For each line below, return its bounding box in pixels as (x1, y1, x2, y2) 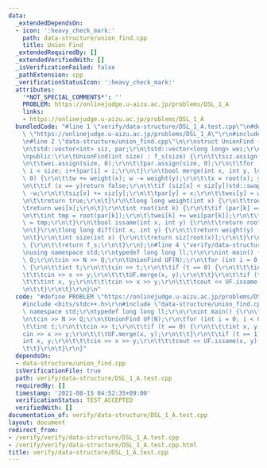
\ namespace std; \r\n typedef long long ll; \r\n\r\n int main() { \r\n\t (22, 307, 261, 315)
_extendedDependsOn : (15, 19, 83, 27)
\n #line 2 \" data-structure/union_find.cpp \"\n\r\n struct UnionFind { (22, 137, 261, 146)
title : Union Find (22, 41, 83, 49)
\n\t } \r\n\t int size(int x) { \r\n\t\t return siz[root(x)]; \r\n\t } (22, 234, 247, 242)
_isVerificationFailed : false (15, 64, 115, 72)
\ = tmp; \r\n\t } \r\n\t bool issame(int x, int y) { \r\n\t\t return (22, 219, 244, 227)
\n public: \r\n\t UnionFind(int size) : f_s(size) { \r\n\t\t (22, 152, 222, 160)
